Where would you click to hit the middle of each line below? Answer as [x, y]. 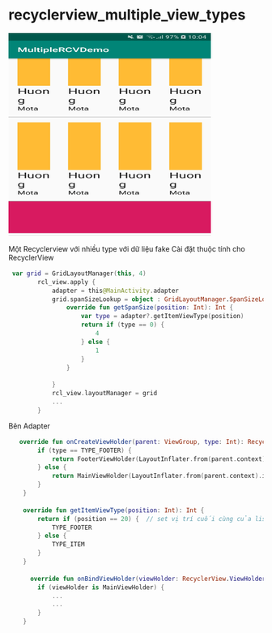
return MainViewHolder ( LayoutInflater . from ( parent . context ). [157, 476]
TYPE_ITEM [68, 545]
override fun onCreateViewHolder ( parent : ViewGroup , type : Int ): [132, 441]
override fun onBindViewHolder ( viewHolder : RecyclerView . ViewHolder [148, 579]
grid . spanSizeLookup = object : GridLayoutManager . [140, 299]
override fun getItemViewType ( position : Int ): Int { [114, 510]
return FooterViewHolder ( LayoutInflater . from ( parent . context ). [160, 459]
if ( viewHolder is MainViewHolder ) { [101, 587]
